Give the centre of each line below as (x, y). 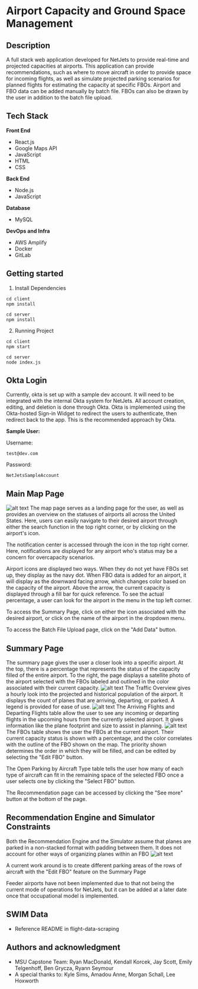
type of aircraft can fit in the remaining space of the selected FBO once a (95, 775)
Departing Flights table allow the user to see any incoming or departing (92, 713)
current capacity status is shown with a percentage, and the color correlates (99, 738)
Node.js (24, 190)
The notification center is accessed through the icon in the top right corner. (98, 545)
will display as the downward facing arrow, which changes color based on (96, 581)
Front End (18, 130)
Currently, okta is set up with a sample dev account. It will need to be (90, 395)
